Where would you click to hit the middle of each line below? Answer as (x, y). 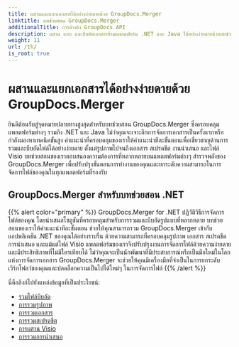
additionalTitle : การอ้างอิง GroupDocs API (67, 27)
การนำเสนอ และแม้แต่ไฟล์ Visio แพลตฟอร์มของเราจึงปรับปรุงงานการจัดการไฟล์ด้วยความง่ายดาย (119, 244)
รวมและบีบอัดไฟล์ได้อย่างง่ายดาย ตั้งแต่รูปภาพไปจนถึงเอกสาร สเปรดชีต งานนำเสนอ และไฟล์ (113, 148)
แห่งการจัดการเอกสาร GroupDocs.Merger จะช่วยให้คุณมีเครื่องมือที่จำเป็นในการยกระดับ (114, 260)
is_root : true (29, 54)
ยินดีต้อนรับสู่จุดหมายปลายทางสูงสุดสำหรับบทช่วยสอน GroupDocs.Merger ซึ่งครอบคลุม (114, 124)
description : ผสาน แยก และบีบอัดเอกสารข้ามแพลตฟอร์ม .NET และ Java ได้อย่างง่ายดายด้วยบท (117, 34)
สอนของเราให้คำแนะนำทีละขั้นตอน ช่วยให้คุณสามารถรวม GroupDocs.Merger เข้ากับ (110, 228)
